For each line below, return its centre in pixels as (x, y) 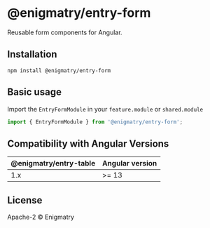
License (25, 200)
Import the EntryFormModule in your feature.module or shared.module (105, 109)
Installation (32, 54)
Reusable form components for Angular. (65, 32)
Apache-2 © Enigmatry (41, 217)
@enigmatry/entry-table (53, 163)
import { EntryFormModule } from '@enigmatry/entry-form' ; (95, 122)
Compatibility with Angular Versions (88, 143)
